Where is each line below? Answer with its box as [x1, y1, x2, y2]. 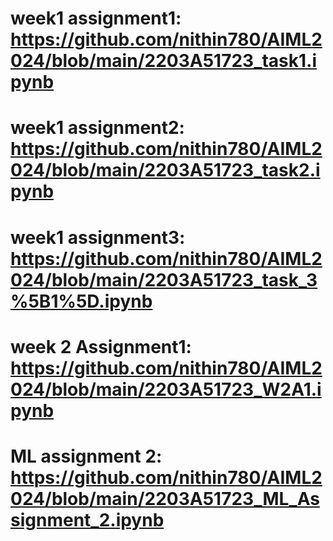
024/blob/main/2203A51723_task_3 [10, 268, 318, 291]
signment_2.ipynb [10, 508, 165, 531]
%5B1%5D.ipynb [10, 290, 153, 312]
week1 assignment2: [10, 117, 185, 139]
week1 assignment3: [10, 226, 186, 249]
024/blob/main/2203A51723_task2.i [10, 159, 321, 182]
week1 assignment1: [10, 7, 182, 30]
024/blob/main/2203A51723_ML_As [10, 487, 320, 510]
